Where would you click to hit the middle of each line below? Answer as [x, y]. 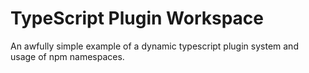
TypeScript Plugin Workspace [137, 18]
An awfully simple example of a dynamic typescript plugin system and [154, 46]
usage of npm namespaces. [67, 56]
